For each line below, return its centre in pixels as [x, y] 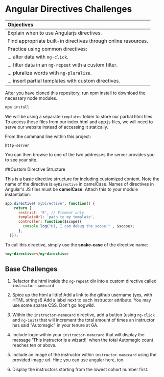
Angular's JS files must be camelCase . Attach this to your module [71, 189]
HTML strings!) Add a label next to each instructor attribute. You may [82, 300]
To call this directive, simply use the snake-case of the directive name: [77, 244]
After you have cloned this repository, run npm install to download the [75, 93]
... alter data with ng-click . [38, 56]
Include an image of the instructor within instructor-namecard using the [84, 354]
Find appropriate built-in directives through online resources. [78, 41]
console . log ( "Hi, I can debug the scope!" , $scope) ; [79, 226]
